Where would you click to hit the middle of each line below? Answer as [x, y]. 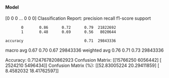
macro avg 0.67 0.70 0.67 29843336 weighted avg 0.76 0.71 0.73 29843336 [84, 50]
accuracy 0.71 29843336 [61, 41]
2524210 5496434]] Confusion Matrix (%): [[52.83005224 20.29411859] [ [82, 65]
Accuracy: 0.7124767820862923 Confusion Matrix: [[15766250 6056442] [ [83, 60]
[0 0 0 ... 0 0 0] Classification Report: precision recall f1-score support [78, 18]
